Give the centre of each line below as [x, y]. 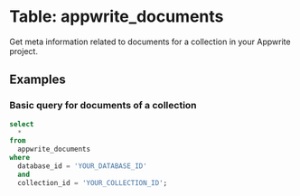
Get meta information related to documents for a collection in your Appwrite [150, 42]
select [22, 124]
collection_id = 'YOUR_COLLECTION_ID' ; [93, 182]
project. [24, 51]
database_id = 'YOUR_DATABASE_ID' [82, 166]
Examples [37, 80]
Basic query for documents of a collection [103, 106]
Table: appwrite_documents [117, 17]
